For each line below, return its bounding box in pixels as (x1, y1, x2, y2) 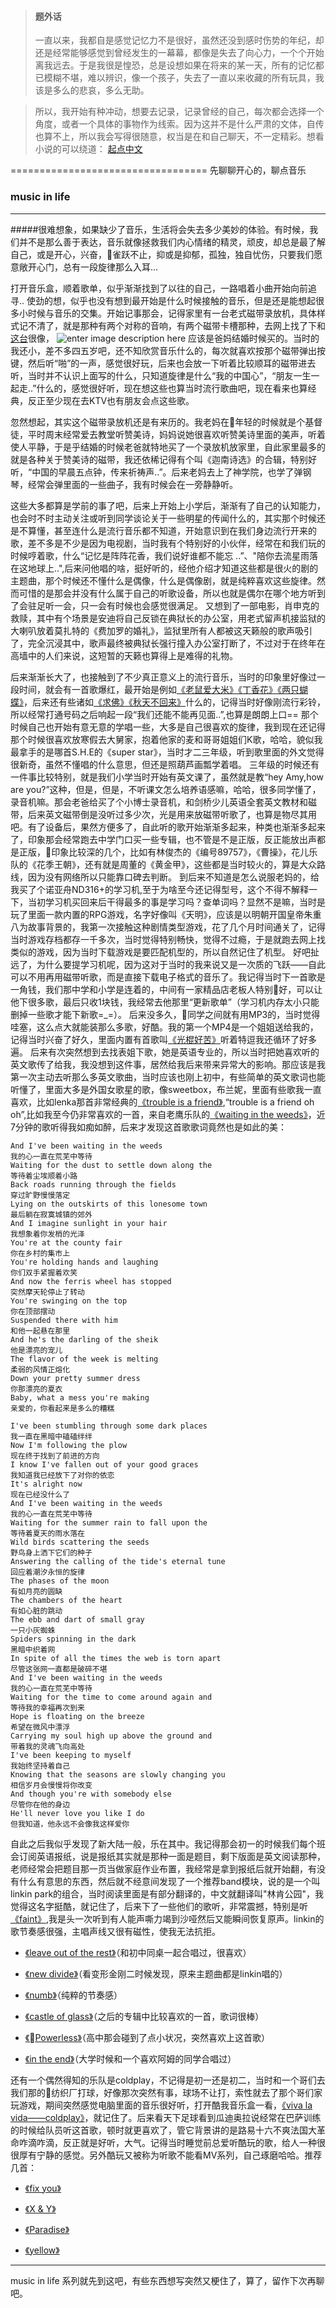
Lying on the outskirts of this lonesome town (10, 1199, 208, 1209)
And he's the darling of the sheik (10, 1334, 159, 1345)
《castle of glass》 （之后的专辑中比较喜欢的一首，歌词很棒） (24, 2010, 265, 2022)
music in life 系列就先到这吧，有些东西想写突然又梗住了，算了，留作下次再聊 (10, 2274, 325, 2286)
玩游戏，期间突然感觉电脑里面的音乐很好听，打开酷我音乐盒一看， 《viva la (10, 2099, 313, 2111)
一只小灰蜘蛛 (10, 1625, 56, 1635)
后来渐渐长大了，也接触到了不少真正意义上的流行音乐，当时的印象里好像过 (10, 671, 317, 683)
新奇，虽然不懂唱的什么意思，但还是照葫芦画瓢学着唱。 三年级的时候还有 (18, 758, 320, 770)
